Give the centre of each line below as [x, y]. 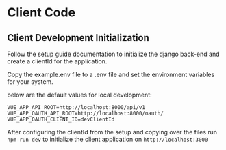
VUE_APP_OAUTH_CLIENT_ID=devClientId [61, 119]
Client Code [41, 13]
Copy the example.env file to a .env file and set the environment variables [111, 74]
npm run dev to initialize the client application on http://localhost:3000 [108, 139]
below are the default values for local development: [79, 95]
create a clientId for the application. [57, 61]
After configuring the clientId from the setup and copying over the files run [112, 132]
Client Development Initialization [78, 38]
